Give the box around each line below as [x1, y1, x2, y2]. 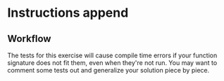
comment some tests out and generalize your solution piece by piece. [7, 66, 210, 74]
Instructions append [7, 5, 129, 21]
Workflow [7, 33, 51, 45]
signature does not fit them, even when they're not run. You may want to [7, 59, 218, 67]
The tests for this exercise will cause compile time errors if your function [7, 51, 218, 59]
